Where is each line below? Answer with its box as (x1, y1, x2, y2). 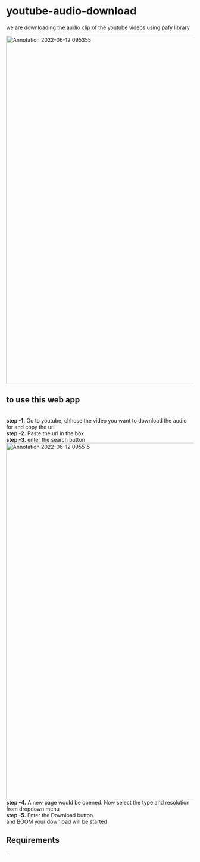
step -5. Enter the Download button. (6, 811, 95, 818)
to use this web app (6, 395, 80, 405)
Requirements (6, 835, 60, 845)
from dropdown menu (6, 805, 60, 812)
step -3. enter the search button (6, 436, 85, 443)
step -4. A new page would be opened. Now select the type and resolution (6, 799, 190, 806)
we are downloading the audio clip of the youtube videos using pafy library (6, 24, 190, 31)
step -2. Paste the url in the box (6, 429, 85, 437)
